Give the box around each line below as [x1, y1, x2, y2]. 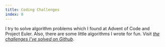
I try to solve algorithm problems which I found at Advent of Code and [5, 25, 150, 31]
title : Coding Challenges [5, 7, 59, 12]
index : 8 [5, 12, 24, 17]
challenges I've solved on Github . [5, 36, 74, 42]
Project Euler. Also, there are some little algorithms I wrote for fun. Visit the [5, 31, 160, 37]
